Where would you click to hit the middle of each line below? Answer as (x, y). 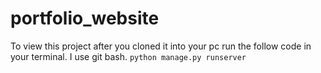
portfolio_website (85, 18)
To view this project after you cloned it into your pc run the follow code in (161, 46)
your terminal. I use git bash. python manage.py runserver (128, 56)
